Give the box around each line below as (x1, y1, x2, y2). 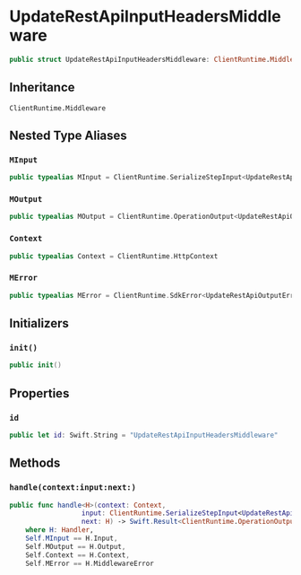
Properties (9, 386, 70, 401)
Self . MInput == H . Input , (25, 534, 118, 544)
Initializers (9, 316, 70, 331)
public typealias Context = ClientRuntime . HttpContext (9, 251, 219, 261)
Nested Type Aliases (9, 128, 127, 144)
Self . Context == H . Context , (25, 550, 130, 560)
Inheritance (9, 80, 75, 95)
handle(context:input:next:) (9, 483, 137, 492)
